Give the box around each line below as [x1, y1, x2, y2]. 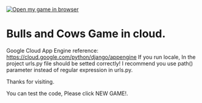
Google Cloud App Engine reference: [6, 47, 99, 54]
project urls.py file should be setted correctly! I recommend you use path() [6, 59, 193, 67]
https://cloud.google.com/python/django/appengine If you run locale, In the [6, 53, 196, 61]
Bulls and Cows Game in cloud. [6, 27, 166, 41]
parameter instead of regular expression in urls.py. [6, 66, 133, 73]
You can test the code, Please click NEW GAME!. [6, 90, 128, 97]
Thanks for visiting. [6, 78, 55, 85]
